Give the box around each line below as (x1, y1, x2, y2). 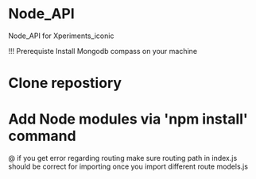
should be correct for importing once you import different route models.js (8, 162, 249, 171)
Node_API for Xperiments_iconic (8, 31, 114, 40)
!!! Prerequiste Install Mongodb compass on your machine (8, 46, 197, 55)
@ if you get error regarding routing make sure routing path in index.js (8, 154, 238, 163)
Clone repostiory (8, 74, 122, 92)
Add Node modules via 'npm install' (8, 110, 249, 128)
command (8, 128, 77, 145)
